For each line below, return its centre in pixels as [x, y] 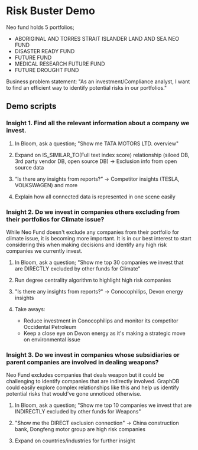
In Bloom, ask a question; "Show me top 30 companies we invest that [99, 262]
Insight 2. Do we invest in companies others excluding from [93, 212]
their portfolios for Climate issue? [55, 219]
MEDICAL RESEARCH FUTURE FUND [60, 64]
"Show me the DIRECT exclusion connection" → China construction [97, 423]
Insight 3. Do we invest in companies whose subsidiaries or [93, 354]
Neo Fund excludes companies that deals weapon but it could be [85, 375]
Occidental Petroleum [50, 327]
